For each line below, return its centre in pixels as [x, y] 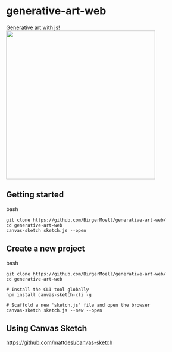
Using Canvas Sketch [47, 328]
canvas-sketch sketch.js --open [46, 230]
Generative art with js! [33, 27]
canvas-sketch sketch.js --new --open [54, 310]
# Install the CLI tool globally [48, 290]
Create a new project [46, 249]
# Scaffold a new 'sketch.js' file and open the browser [78, 305]
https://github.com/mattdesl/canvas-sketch [60, 342]
